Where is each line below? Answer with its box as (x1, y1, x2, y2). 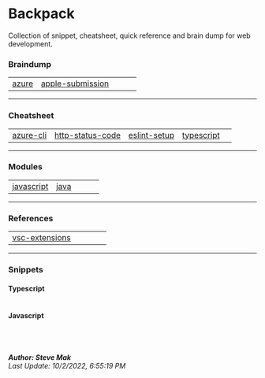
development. (8, 39, 53, 48)
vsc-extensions (12, 232, 71, 243)
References (8, 213, 54, 224)
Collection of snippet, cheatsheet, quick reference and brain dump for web (8, 31, 251, 40)
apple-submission (40, 78, 109, 89)
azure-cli (12, 129, 47, 140)
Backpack (8, 5, 75, 23)
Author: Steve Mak (8, 353, 72, 362)
